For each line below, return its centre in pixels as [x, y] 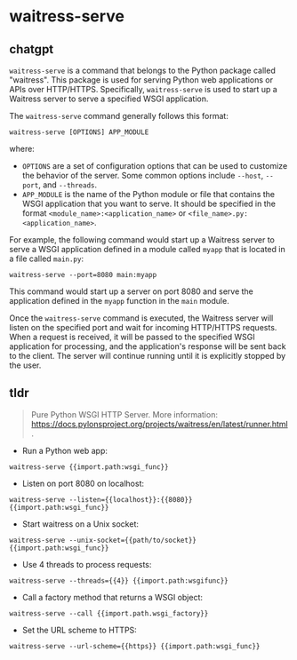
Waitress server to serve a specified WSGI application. [109, 99]
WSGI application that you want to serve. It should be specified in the [148, 203]
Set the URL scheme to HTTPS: [80, 630]
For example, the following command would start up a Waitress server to [142, 240]
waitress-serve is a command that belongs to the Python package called [142, 70]
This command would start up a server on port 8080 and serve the [131, 291]
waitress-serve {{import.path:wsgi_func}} [89, 467]
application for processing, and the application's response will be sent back [148, 346]
